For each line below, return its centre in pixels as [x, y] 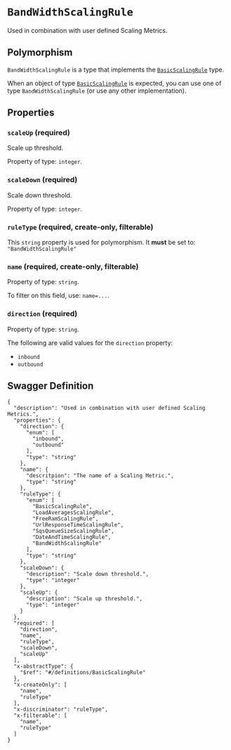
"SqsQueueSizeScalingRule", [73, 531]
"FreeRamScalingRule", [66, 519]
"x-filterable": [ [41, 716]
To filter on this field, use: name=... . [59, 296]
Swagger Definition [51, 386]
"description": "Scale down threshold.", [87, 574]
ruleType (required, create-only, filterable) [80, 227]
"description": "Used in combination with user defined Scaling [110, 408]
